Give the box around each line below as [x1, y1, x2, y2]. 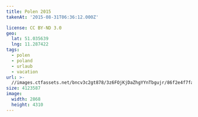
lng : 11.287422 [11, 41, 49, 47]
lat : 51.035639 [11, 36, 49, 42]
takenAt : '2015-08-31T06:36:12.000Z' [6, 14, 99, 20]
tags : [6, 47, 19, 53]
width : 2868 [11, 96, 41, 102]
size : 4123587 [6, 85, 41, 92]
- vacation [11, 69, 38, 74]
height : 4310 [11, 102, 44, 108]
